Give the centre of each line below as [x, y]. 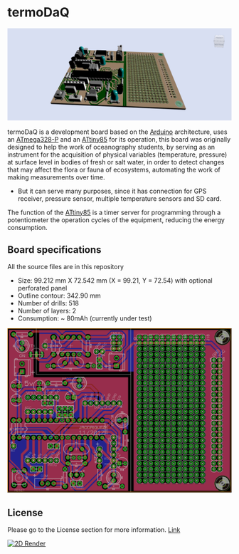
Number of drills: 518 [48, 303]
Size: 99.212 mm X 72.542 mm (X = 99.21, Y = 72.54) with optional [115, 281]
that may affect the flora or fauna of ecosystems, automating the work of [114, 169]
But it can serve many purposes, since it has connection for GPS [112, 191]
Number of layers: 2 [47, 311]
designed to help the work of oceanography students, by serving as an [111, 147]
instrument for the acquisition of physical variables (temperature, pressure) [117, 155]
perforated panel [42, 288]
